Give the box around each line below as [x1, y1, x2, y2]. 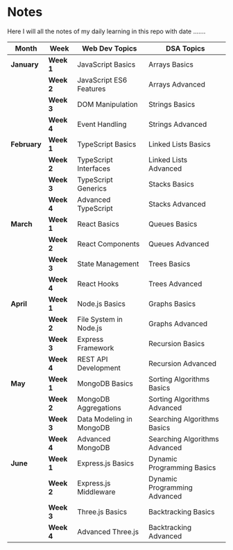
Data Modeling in [77, 414, 133, 424]
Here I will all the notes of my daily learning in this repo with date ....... [7, 27, 206, 35]
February [10, 139, 42, 149]
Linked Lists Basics [148, 139, 211, 149]
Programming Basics [148, 463, 216, 472]
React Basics [77, 219, 120, 229]
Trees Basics [148, 259, 191, 268]
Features [77, 84, 106, 94]
